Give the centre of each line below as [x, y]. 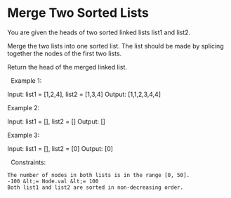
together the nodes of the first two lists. [65, 53]
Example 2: [24, 107]
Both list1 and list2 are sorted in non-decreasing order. [95, 187]
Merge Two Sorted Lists [78, 13]
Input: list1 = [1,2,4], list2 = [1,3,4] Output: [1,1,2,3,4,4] [84, 94]
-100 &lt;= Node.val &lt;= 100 [53, 181]
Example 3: [24, 135]
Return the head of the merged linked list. [67, 67]
